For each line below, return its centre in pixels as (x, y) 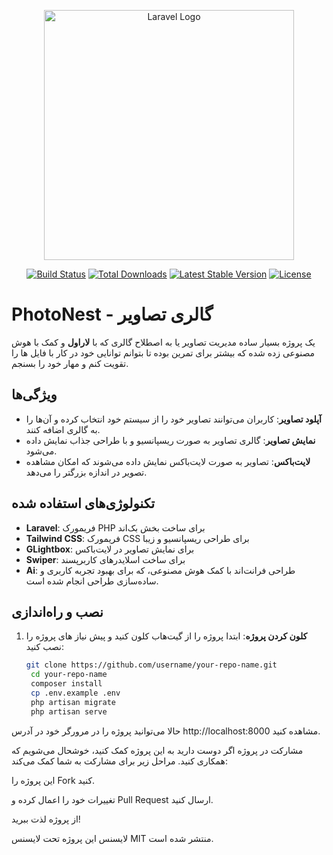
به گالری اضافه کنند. (63, 429)
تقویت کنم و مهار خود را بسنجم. (70, 363)
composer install (66, 684)
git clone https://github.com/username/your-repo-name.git (151, 665)
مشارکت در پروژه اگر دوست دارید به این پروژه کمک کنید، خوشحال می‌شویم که (157, 750)
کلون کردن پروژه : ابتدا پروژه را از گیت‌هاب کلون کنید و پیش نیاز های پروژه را (166, 636)
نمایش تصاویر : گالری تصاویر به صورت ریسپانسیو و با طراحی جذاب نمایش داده (170, 440)
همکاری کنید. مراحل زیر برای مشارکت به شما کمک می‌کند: (120, 761)
